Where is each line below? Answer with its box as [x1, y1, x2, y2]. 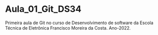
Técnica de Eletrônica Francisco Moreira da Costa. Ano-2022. [5, 25, 131, 31]
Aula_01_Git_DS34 [5, 3, 81, 15]
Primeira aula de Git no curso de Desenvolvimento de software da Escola [5, 20, 154, 26]
